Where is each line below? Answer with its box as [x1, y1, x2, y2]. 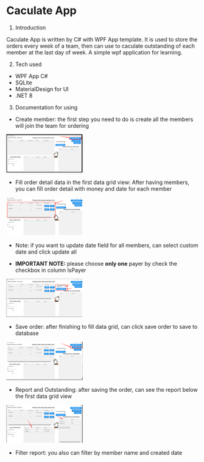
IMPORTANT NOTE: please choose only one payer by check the [15, 260, 178, 267]
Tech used [15, 61, 42, 68]
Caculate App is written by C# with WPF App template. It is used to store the [6, 35, 198, 43]
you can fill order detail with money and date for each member [15, 185, 172, 193]
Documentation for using [15, 103, 78, 111]
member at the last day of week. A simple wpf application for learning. [6, 48, 183, 56]
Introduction [15, 24, 46, 31]
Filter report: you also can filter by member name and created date [15, 449, 183, 456]
